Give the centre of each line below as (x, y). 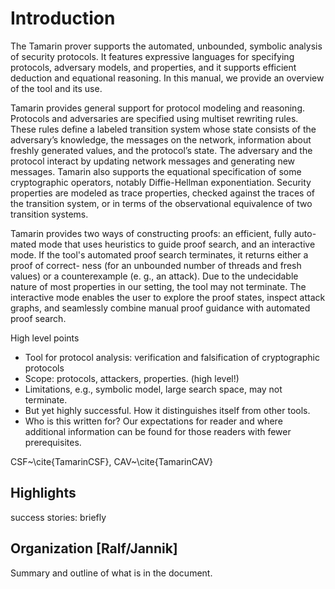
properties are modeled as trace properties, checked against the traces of (162, 193)
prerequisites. (53, 442)
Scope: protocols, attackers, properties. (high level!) (132, 378)
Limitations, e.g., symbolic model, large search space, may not (153, 389)
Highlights (43, 493)
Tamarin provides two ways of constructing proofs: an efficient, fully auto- (163, 233)
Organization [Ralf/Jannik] (94, 548)
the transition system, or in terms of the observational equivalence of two (161, 203)
